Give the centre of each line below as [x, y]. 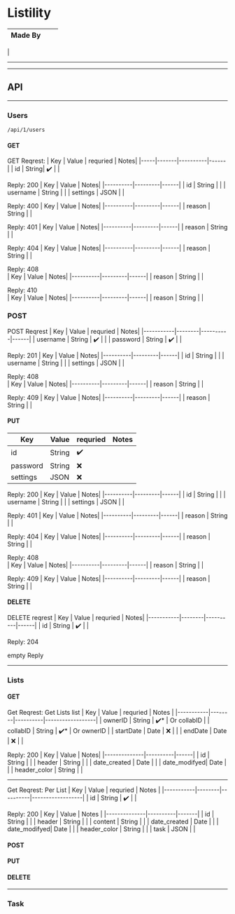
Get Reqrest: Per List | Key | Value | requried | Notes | [84, 790]
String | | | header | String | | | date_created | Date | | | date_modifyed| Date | [117, 762]
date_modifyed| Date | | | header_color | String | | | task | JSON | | [101, 829]
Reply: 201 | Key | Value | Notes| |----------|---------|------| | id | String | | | [116, 355]
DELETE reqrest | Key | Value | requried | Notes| [76, 617]
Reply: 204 [23, 641]
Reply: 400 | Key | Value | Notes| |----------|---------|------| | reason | [109, 206]
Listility [29, 13]
